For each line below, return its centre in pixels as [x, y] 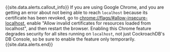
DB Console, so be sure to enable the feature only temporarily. [71, 39]
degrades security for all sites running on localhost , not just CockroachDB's [85, 34]
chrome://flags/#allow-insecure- [114, 18]
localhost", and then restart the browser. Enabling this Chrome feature [78, 28]
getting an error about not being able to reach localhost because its [77, 12]
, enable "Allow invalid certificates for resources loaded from [88, 23]
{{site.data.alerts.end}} [29, 44]
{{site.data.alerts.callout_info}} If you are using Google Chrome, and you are [85, 7]
